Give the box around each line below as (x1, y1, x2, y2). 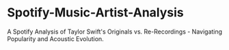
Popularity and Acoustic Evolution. (7, 34, 104, 42)
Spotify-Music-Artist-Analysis (7, 5, 184, 21)
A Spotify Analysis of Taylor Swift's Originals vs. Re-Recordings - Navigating (7, 27, 223, 36)
